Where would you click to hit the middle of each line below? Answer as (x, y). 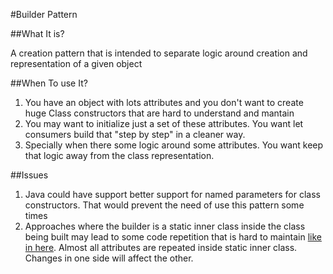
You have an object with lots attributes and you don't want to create (164, 102)
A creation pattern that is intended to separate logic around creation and (159, 53)
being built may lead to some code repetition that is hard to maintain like (173, 237)
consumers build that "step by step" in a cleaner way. (135, 134)
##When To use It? (49, 83)
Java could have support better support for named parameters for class (172, 194)
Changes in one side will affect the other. (109, 258)
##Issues (29, 175)
